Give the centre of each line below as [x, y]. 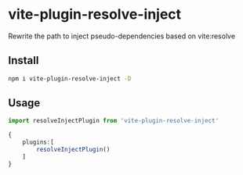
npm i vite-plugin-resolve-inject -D [70, 79]
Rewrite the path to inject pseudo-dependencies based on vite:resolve [122, 36]
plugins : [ [38, 142]
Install [24, 61]
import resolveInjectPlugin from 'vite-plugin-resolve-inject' [114, 121]
